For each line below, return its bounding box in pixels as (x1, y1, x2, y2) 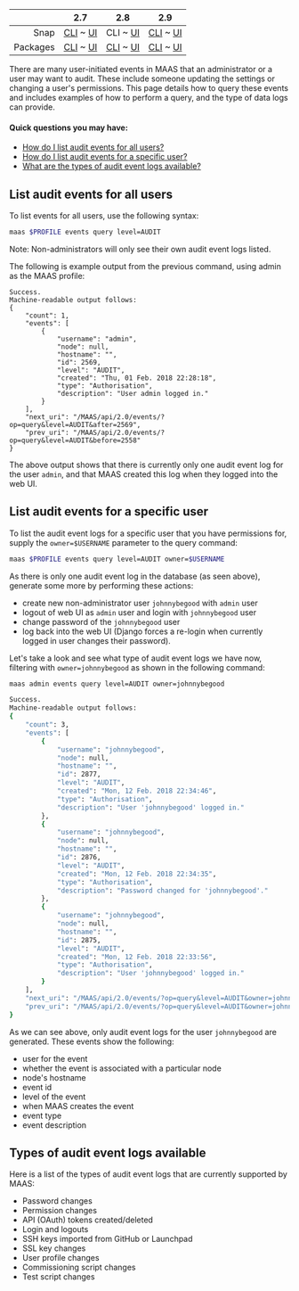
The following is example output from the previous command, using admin (9, 260, 282, 271)
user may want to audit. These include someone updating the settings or (9, 73, 276, 84)
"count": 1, (25, 311, 69, 320)
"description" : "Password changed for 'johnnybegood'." (56, 886, 269, 895)
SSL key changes (21, 1243, 86, 1254)
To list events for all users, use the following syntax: (9, 210, 199, 221)
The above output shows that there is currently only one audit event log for (9, 459, 284, 470)
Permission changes (21, 1205, 98, 1216)
